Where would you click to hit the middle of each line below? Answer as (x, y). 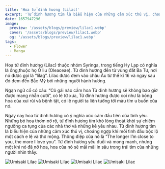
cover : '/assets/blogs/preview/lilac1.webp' (56, 33)
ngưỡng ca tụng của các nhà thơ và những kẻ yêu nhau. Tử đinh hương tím (81, 126)
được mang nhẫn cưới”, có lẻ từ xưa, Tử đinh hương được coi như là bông (79, 95)
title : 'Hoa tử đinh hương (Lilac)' (42, 10)
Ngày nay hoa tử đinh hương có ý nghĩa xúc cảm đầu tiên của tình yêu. (77, 115)
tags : (11, 42)
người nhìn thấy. (21, 152)
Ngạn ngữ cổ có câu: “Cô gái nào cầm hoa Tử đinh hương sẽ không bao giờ (82, 90)
